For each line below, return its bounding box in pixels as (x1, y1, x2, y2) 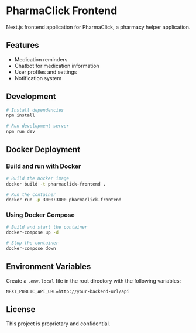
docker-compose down (6, 246, 57, 252)
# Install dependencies (6, 107, 64, 113)
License (6, 304, 36, 314)
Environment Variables (6, 262, 91, 272)
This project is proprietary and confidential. (6, 320, 111, 327)
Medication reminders (14, 56, 68, 63)
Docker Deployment (6, 145, 81, 155)
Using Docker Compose (6, 211, 75, 219)
